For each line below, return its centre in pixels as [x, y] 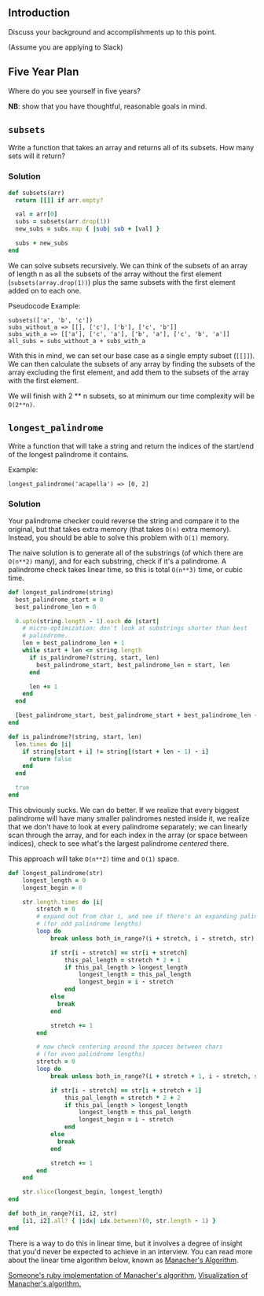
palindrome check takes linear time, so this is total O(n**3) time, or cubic [126, 569]
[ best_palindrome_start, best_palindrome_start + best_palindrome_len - [137, 715]
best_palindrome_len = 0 [56, 607]
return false [50, 759]
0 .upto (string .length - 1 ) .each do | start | [88, 621]
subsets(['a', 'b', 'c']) [50, 320]
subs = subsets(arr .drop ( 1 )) [63, 222]
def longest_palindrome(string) [61, 592]
